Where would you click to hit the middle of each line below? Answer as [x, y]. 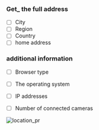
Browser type [32, 72]
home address [33, 43]
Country [25, 36]
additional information [40, 59]
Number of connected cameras [54, 108]
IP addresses [31, 96]
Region [24, 29]
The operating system [42, 84]
